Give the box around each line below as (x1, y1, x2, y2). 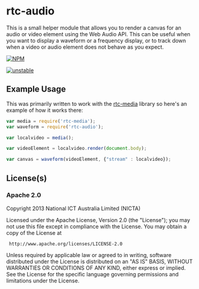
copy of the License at (6, 229, 62, 236)
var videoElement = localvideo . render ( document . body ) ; (6, 146, 147, 152)
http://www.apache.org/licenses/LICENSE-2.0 (8, 241, 122, 247)
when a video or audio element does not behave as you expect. (6, 43, 164, 51)
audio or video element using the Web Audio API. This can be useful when (6, 30, 191, 37)
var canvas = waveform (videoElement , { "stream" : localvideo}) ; (6, 157, 171, 163)
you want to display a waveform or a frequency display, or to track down (6, 37, 186, 44)
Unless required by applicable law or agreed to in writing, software (6, 251, 172, 258)
